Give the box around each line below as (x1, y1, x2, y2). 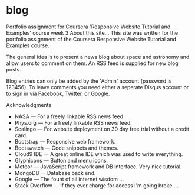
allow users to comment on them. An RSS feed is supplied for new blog (6, 60, 179, 67)
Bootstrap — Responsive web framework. (14, 138, 116, 145)
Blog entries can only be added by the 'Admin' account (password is (6, 77, 172, 84)
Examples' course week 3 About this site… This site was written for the (6, 29, 179, 36)
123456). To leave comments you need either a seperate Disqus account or (6, 83, 189, 90)
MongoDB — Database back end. (14, 169, 96, 176)
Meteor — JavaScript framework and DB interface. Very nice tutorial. (14, 163, 182, 170)
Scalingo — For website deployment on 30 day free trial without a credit (14, 125, 190, 132)
